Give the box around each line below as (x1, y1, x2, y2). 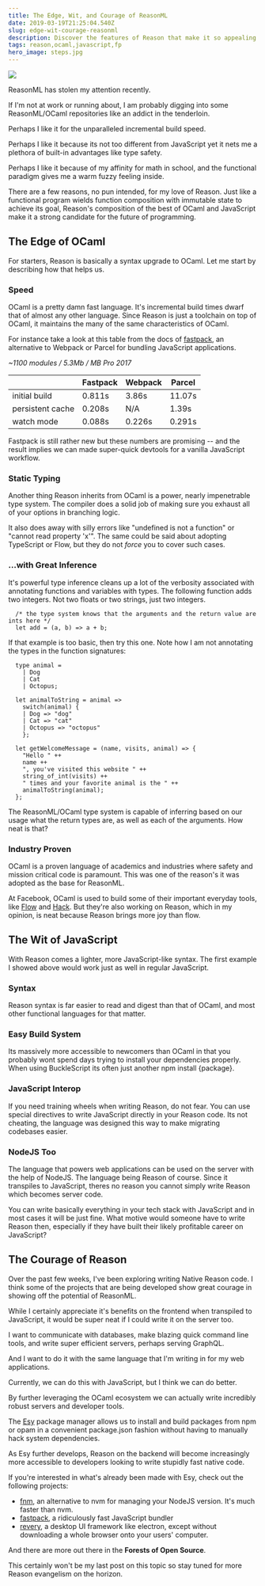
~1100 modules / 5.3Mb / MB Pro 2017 (8, 358, 132, 368)
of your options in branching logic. (8, 508, 120, 517)
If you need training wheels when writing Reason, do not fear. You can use (8, 1101, 251, 1111)
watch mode (12, 416, 59, 428)
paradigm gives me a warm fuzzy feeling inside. (8, 172, 165, 181)
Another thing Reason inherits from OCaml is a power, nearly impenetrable (8, 491, 251, 500)
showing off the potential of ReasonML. (8, 1291, 137, 1300)
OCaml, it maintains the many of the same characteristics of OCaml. (8, 319, 229, 329)
